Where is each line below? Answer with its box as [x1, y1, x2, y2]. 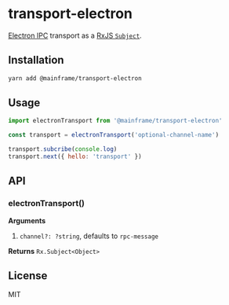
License [8, 269, 48, 283]
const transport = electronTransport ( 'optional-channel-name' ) [8, 131, 220, 139]
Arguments [8, 215, 46, 225]
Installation [8, 53, 64, 67]
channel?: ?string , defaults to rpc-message [19, 231, 159, 241]
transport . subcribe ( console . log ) [8, 145, 118, 153]
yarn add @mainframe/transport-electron [8, 74, 143, 83]
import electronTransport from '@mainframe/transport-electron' [8, 117, 223, 125]
